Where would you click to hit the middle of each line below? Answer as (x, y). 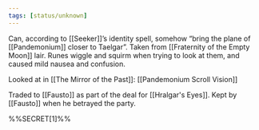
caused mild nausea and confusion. (67, 64)
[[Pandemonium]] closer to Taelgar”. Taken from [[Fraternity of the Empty (129, 47)
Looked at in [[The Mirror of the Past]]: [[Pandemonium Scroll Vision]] (123, 79)
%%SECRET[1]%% (40, 118)
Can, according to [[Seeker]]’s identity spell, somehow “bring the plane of (129, 38)
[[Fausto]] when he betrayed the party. (72, 103)
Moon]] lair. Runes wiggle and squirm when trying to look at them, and (124, 55)
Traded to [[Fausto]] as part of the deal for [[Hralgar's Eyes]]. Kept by (123, 95)
